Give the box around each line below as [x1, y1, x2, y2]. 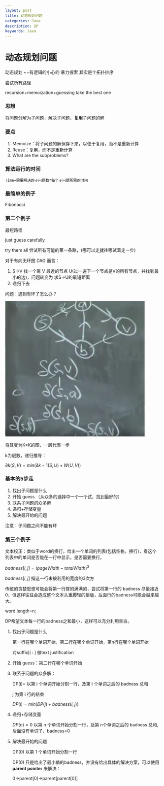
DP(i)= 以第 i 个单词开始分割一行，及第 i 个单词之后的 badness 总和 [12, 681, 149, 687]
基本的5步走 [5, 475, 33, 482]
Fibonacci [5, 202, 26, 208]
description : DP [5, 24, 38, 29]
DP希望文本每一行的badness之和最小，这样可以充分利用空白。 [5, 618, 132, 624]
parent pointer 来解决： [12, 765, 61, 771]
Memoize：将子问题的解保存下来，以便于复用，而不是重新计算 [12, 140, 139, 146]
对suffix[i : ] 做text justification [12, 649, 74, 655]
